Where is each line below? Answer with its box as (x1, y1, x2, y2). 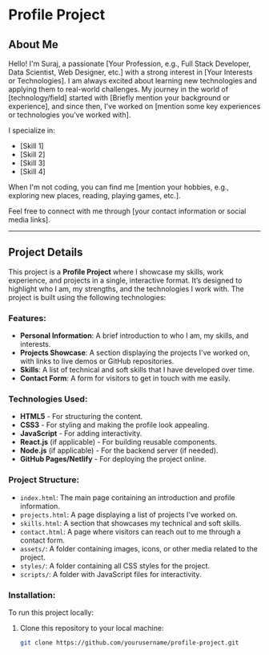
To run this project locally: (8, 608, 94, 617)
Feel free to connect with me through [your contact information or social (8, 206, 247, 216)
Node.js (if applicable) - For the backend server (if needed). (19, 445, 219, 455)
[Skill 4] (19, 167, 46, 176)
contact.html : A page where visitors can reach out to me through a (19, 527, 242, 536)
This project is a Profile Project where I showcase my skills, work (8, 266, 224, 276)
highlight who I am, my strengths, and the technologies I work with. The (8, 283, 244, 294)
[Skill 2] (19, 150, 46, 159)
